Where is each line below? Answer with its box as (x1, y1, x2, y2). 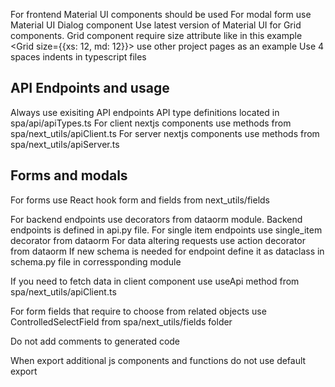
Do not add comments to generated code (10, 335, 181, 347)
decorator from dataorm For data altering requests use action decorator (10, 234, 306, 246)
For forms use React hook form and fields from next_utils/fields (10, 194, 270, 206)
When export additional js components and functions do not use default (10, 354, 307, 366)
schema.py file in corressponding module (10, 255, 182, 268)
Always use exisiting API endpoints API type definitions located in (10, 106, 280, 118)
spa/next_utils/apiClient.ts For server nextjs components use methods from (10, 127, 320, 139)
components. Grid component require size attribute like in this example (10, 30, 303, 41)
